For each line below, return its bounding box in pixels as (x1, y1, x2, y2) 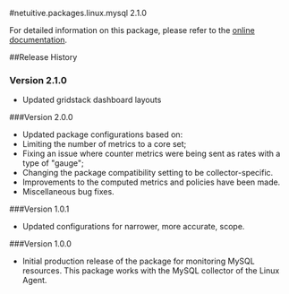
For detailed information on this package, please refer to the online (9, 25, 255, 35)
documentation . (9, 35, 68, 45)
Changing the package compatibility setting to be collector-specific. (21, 168, 274, 178)
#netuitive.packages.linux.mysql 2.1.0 (9, 8, 148, 18)
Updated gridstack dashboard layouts (21, 94, 162, 106)
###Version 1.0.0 (9, 238, 72, 249)
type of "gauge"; (21, 158, 85, 169)
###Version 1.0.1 (9, 203, 70, 214)
